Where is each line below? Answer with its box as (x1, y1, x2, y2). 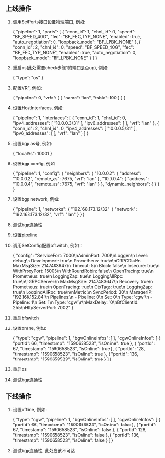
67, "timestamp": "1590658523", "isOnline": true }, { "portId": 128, (12, 345, 145, 351)
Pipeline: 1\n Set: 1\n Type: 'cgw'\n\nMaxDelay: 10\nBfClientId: (12, 299, 139, 305)
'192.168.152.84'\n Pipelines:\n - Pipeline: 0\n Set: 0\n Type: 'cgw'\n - (12, 294, 153, 300)
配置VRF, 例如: (12, 85, 42, 91)
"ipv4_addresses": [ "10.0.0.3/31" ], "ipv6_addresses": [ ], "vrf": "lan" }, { (12, 120, 159, 126)
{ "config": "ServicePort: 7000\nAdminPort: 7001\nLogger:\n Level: (12, 252, 148, 258)
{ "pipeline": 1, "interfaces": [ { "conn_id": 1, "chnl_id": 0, (12, 115, 127, 121)
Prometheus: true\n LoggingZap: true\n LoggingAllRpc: (12, 273, 124, 279)
